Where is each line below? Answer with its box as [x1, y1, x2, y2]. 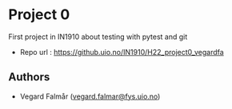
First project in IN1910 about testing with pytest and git [8, 32, 188, 41]
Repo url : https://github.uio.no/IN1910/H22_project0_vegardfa [19, 47, 224, 56]
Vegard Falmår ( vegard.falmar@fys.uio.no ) [19, 91, 161, 101]
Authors [8, 70, 50, 84]
